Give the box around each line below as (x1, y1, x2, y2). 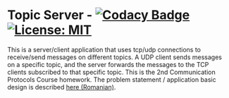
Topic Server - (7, 7, 93, 23)
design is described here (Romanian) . (7, 82, 116, 91)
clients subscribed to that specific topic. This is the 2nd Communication (7, 68, 216, 76)
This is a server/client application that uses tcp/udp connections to (7, 45, 201, 54)
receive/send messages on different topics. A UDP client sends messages (7, 53, 222, 61)
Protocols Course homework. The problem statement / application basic (7, 75, 216, 84)
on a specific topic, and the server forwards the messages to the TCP (7, 60, 209, 68)
